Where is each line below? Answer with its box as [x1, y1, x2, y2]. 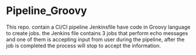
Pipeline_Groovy [6, 4, 87, 18]
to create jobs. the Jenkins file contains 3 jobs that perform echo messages [6, 29, 188, 36]
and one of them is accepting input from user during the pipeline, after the [6, 36, 185, 43]
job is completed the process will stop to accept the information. [6, 42, 161, 49]
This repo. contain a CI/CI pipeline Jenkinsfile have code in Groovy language [6, 23, 191, 30]
